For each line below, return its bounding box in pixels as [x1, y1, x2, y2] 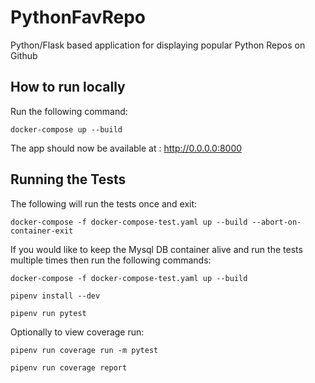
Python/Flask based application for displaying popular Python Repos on [10, 39, 306, 51]
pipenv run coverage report [10, 362, 128, 373]
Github [10, 49, 38, 61]
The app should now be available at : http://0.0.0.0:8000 [10, 142, 243, 154]
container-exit [10, 226, 74, 236]
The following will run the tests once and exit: [10, 197, 198, 210]
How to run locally [10, 79, 126, 96]
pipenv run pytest [10, 308, 87, 318]
